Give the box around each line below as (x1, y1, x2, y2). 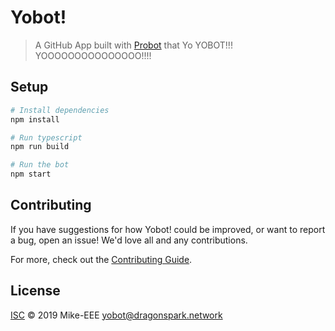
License (10, 282, 61, 300)
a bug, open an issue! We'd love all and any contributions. (10, 234, 248, 246)
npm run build (10, 142, 70, 152)
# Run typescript (10, 132, 83, 143)
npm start (10, 169, 52, 180)
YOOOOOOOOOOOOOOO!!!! (34, 49, 152, 61)
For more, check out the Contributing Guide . (10, 253, 193, 265)
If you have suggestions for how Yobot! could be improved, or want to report (10, 223, 326, 235)
